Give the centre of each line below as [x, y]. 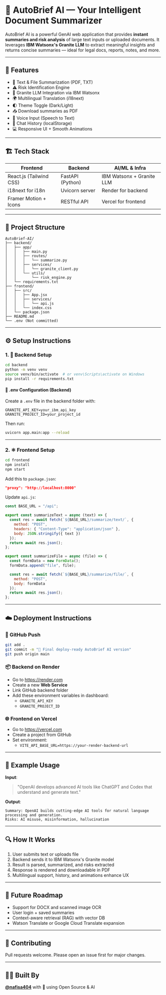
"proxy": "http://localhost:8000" [41, 488]
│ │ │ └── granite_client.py [42, 269]
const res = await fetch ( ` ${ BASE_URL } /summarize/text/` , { [72, 520]
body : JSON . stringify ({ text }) [47, 533]
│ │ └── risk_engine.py [38, 278]
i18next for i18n [26, 190]
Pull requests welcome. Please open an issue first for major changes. [75, 955]
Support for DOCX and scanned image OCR [57, 907]
